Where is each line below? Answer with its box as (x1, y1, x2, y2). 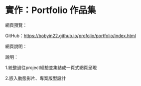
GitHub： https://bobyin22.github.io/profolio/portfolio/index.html (5, 32, 136, 38)
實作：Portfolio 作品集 (5, 4, 96, 16)
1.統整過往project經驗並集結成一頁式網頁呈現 (5, 64, 97, 70)
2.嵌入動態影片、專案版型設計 (5, 75, 66, 81)
